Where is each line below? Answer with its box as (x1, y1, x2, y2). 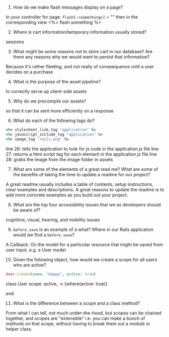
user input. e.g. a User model (6, 247, 66, 253)
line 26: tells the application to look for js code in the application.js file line (6, 146, 159, 152)
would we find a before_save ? (13, 232, 74, 238)
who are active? (13, 262, 46, 268)
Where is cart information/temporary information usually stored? (13, 29, 146, 35)
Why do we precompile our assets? (13, 98, 87, 104)
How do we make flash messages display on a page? (13, 5, 123, 10)
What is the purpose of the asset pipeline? (13, 79, 101, 84)
